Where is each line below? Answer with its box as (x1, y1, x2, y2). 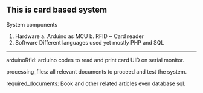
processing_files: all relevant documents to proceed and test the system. (6, 68, 187, 75)
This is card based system (6, 5, 108, 15)
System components (6, 21, 58, 28)
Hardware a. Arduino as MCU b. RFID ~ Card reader (14, 33, 144, 40)
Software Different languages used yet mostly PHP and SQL (14, 39, 164, 46)
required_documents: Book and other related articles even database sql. (6, 80, 186, 87)
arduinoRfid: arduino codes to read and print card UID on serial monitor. (6, 56, 184, 63)
